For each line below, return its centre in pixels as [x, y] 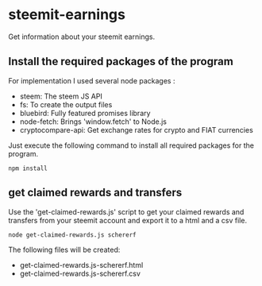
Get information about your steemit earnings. [82, 37]
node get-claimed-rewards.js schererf [72, 235]
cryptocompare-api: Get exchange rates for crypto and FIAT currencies [137, 129]
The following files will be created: [64, 249]
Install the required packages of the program [121, 62]
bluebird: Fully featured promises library [85, 113]
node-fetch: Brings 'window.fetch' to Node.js [93, 122]
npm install [28, 168]
